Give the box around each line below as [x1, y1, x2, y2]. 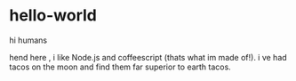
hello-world [9, 5, 98, 26]
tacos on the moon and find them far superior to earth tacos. [9, 61, 231, 72]
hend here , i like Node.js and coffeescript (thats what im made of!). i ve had [9, 52, 287, 62]
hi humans [9, 35, 47, 45]
